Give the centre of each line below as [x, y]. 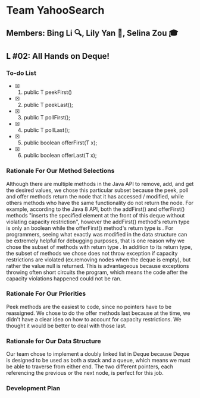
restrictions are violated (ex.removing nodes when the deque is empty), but [99, 260]
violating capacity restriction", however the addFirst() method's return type [98, 222]
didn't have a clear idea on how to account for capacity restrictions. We [94, 319]
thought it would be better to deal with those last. [66, 326]
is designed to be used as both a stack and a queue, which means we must [98, 361]
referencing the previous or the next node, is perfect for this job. [85, 373]
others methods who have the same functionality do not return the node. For [100, 203]
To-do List [21, 73]
